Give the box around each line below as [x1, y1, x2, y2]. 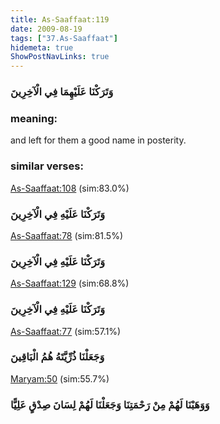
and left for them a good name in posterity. [10, 134, 187, 146]
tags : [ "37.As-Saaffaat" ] [10, 33, 118, 43]
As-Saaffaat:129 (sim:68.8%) [10, 277, 130, 290]
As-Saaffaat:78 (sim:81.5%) [10, 229, 123, 241]
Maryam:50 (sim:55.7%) [10, 372, 110, 385]
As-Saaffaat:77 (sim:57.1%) [10, 325, 122, 337]
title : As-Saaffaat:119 [10, 14, 110, 25]
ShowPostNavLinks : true [10, 52, 110, 62]
